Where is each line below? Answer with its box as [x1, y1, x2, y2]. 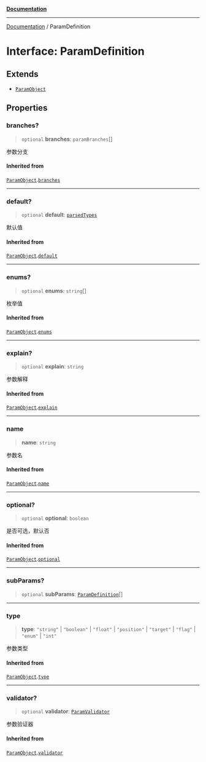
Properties [6, 103, 48, 113]
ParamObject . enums [6, 328, 52, 335]
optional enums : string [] [21, 287, 87, 294]
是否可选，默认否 [6, 527, 50, 535]
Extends [6, 69, 39, 79]
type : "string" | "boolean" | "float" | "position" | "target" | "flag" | [21, 625, 196, 632]
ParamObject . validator [6, 748, 63, 756]
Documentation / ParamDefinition [6, 23, 91, 30]
